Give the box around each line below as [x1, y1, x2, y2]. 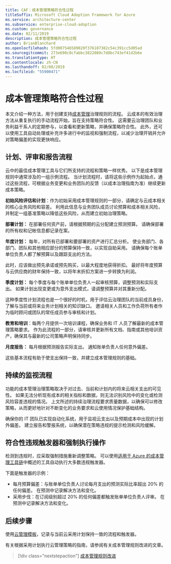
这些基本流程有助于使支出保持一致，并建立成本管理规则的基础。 [5, 354, 139, 360]
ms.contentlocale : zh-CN [5, 60, 58, 65]
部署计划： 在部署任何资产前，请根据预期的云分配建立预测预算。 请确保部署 [5, 221, 164, 227]
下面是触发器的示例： [5, 470, 50, 476]
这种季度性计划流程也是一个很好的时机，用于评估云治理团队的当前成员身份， [5, 296, 166, 302]
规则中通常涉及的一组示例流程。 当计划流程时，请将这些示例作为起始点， [5, 173, 158, 179]
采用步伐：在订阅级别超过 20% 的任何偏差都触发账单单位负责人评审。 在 [12, 494, 165, 500]
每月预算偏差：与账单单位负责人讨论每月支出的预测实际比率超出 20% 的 [12, 481, 164, 487]
